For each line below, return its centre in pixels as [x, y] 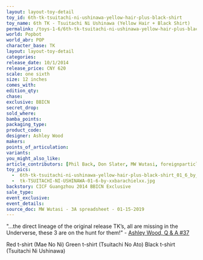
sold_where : [21, 113]
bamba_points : [24, 119]
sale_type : [20, 192]
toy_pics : [19, 170]
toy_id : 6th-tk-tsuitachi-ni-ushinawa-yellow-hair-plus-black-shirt [94, 18]
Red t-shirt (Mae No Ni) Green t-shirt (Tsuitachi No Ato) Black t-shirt [91, 245]
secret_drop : [23, 108]
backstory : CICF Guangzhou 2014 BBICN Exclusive [69, 187]
